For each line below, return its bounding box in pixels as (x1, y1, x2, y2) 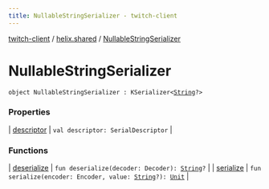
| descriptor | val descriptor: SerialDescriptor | (8, 125, 173, 135)
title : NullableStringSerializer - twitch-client (8, 11, 178, 20)
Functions (8, 145, 48, 156)
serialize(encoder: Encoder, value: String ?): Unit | (8, 171, 190, 181)
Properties (8, 107, 51, 118)
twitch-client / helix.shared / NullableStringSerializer (8, 34, 181, 43)
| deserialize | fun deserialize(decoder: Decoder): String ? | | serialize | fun (8, 163, 262, 173)
